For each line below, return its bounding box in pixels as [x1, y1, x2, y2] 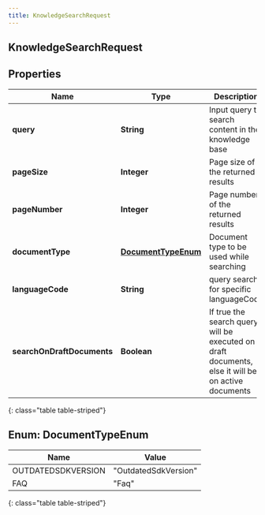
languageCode [12, 283, 69, 294]
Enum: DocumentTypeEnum [8, 428, 149, 442]
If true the [208, 306, 246, 317]
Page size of [208, 156, 256, 167]
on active [208, 375, 243, 386]
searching [208, 261, 246, 272]
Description [214, 91, 259, 102]
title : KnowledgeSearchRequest [8, 11, 111, 20]
